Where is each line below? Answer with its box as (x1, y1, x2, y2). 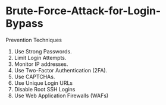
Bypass (5, 17, 43, 30)
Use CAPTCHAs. (14, 73, 55, 80)
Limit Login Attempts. (14, 54, 67, 61)
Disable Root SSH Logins (14, 85, 76, 93)
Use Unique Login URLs (14, 79, 73, 87)
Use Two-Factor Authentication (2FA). (14, 66, 108, 74)
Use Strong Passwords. (14, 47, 72, 55)
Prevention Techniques (5, 36, 62, 43)
